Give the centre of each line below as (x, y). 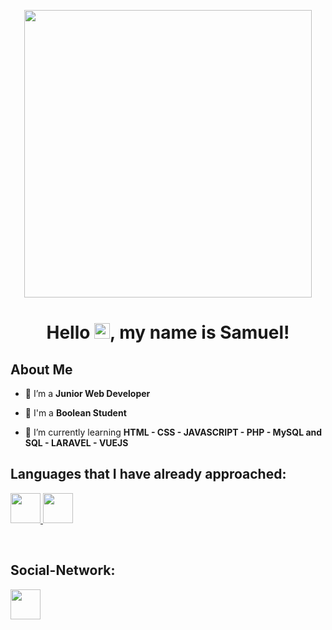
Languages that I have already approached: (148, 474)
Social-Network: (63, 570)
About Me (41, 369)
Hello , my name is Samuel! (168, 332)
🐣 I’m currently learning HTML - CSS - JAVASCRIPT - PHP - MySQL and (173, 432)
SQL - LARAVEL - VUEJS (76, 443)
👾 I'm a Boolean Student (75, 413)
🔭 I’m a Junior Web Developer (87, 393)
